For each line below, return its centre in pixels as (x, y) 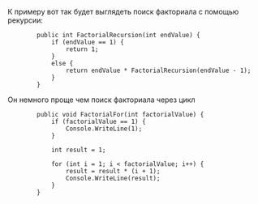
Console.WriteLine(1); (104, 129)
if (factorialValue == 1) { (99, 121)
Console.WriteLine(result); (113, 178)
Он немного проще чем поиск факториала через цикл (101, 100)
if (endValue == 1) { (88, 42)
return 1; (82, 49)
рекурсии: (26, 20)
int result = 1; (78, 150)
